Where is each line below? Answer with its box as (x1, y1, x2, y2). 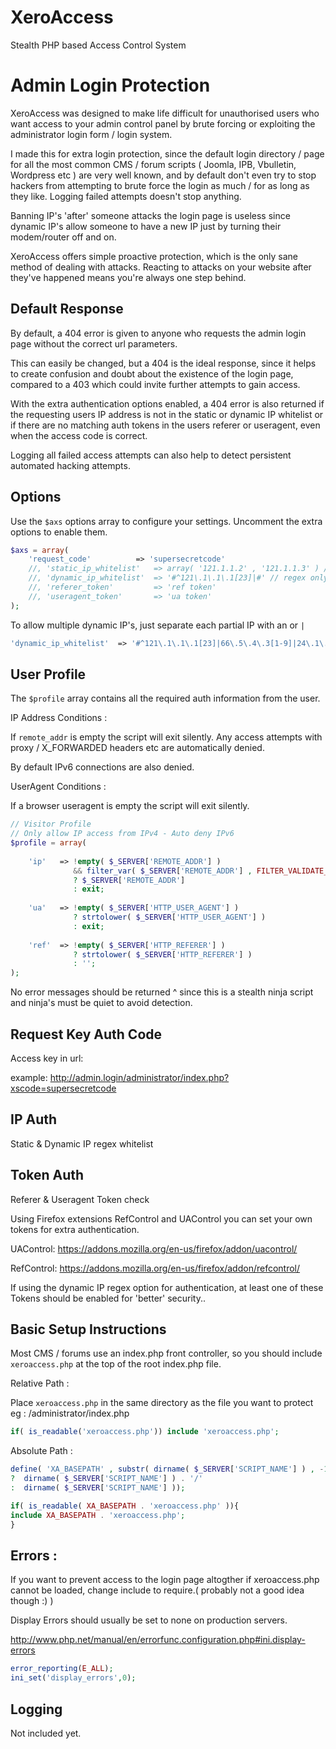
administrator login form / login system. (10, 128, 173, 140)
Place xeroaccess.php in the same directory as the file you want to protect (10, 1397, 314, 1409)
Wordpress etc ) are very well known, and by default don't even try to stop (10, 169, 317, 181)
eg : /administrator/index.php (10, 1407, 130, 1420)
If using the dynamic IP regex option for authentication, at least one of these (10, 1281, 324, 1293)
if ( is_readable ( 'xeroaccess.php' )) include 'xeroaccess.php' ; (10, 1427, 280, 1437)
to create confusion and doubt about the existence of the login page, (10, 367, 294, 380)
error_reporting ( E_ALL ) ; (10, 1664, 114, 1674)
